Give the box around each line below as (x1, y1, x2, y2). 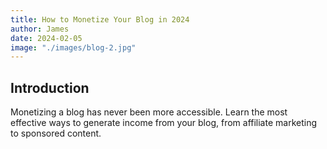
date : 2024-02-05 (10, 33, 83, 43)
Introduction (10, 79, 90, 96)
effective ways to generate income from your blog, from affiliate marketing (10, 117, 317, 129)
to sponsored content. (10, 127, 102, 140)
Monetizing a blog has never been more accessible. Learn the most (10, 106, 288, 118)
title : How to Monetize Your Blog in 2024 (10, 14, 190, 25)
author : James (10, 24, 70, 34)
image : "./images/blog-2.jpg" (10, 42, 137, 53)
